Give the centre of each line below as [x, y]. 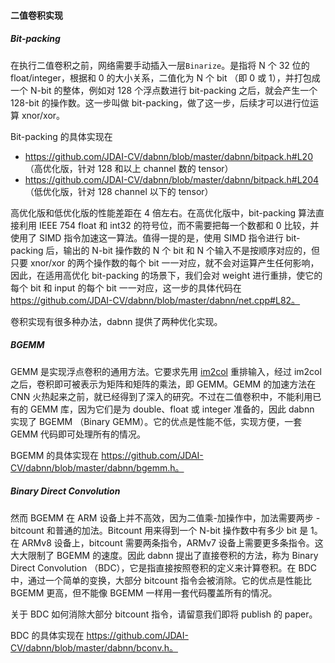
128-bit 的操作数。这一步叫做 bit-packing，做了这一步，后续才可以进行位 [160, 102]
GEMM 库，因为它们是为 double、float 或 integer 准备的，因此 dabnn [172, 409]
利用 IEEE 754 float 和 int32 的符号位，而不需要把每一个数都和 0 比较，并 [169, 225]
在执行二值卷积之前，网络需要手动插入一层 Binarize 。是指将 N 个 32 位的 [160, 65]
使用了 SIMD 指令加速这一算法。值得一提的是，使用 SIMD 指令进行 [147, 237]
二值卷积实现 [36, 15]
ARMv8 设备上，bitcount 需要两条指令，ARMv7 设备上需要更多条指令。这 [172, 542]
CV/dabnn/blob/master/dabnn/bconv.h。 [94, 647]
